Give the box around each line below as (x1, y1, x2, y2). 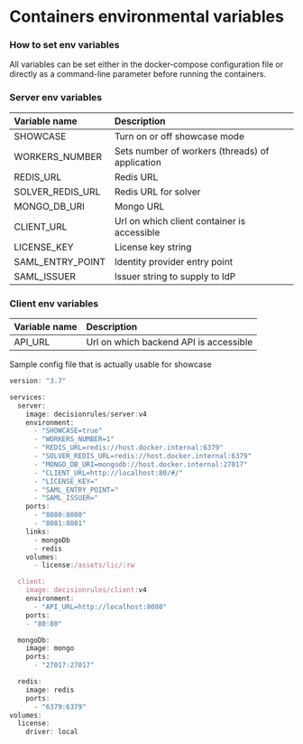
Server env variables (9, 91, 102, 104)
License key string (114, 240, 192, 253)
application (114, 155, 162, 168)
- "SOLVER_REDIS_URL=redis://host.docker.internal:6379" (32, 452, 252, 461)
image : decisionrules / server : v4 (25, 410, 147, 419)
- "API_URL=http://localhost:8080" (32, 602, 168, 611)
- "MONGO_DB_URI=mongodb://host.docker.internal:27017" (32, 459, 248, 469)
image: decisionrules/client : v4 (25, 586, 147, 595)
